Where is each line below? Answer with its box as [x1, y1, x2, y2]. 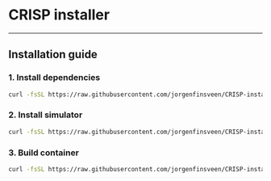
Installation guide [8, 48, 98, 61]
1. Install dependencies [8, 72, 101, 83]
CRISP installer [8, 6, 110, 24]
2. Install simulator [8, 109, 83, 120]
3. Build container [8, 147, 79, 158]
